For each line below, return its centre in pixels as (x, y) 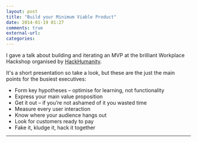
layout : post (22, 11)
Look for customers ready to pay (54, 121)
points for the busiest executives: (46, 79)
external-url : (23, 33)
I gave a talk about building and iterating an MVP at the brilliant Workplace (95, 55)
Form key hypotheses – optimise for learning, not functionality (89, 90)
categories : (21, 39)
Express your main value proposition (59, 96)
